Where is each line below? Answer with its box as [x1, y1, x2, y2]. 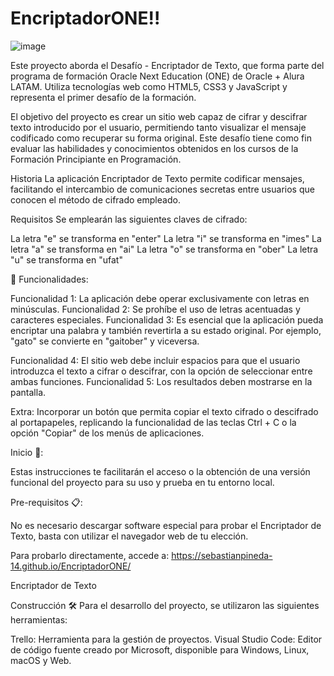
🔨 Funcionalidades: [10, 273, 89, 285]
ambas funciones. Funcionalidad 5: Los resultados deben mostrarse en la [10, 375, 313, 387]
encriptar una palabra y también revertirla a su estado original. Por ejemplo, [10, 324, 322, 336]
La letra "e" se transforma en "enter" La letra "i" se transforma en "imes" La [10, 232, 322, 244]
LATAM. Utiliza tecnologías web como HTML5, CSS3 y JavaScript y [10, 80, 288, 92]
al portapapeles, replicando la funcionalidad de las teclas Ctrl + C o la [10, 416, 297, 428]
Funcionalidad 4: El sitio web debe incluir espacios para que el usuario [10, 354, 301, 366]
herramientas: [10, 613, 68, 626]
